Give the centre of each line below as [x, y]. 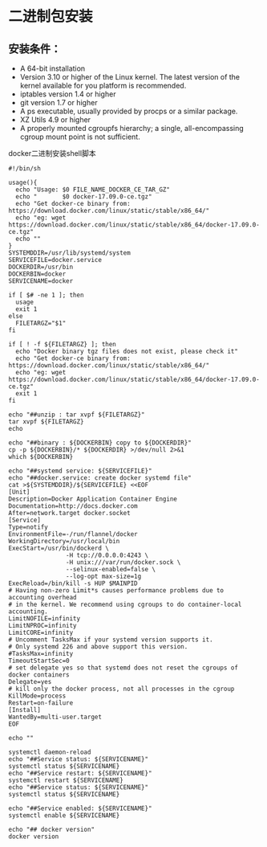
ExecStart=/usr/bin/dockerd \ [59, 548]
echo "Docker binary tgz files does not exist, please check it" [127, 351]
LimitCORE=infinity [41, 632]
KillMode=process [37, 696]
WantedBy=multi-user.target [55, 717]
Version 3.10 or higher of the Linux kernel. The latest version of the [130, 77]
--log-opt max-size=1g [103, 576]
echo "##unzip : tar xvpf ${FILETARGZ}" [77, 415]
